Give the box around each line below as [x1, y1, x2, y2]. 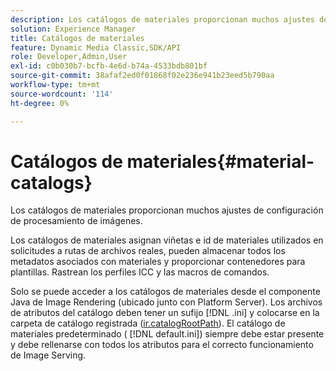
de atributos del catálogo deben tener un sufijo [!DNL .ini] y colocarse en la [10, 307, 320, 319]
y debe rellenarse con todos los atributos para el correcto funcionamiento [10, 339, 314, 351]
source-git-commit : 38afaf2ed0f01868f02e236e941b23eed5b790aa [10, 71, 275, 81]
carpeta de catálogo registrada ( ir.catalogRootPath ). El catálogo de [10, 317, 286, 330]
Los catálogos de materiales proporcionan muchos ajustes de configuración [10, 204, 324, 216]
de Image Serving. [10, 349, 87, 361]
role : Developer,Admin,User [10, 52, 128, 62]
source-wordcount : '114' [10, 89, 114, 99]
